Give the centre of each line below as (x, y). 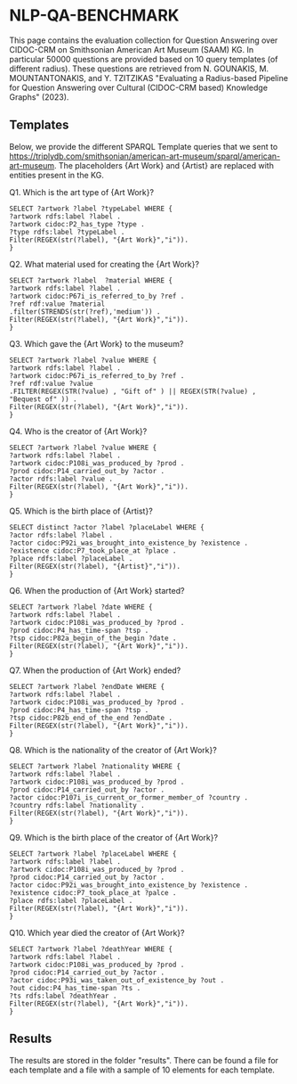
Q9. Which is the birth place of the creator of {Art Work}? (114, 837)
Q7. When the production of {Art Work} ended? (95, 670)
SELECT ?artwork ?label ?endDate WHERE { (87, 686)
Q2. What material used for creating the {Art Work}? (104, 264)
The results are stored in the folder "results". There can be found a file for (144, 1060)
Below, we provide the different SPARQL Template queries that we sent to (144, 146)
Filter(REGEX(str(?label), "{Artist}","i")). (95, 566)
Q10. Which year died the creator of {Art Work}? (97, 932)
